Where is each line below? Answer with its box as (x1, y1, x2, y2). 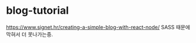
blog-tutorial (6, 4, 69, 17)
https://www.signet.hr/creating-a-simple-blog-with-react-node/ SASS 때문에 (6, 24, 190, 30)
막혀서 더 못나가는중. (6, 30, 53, 38)
